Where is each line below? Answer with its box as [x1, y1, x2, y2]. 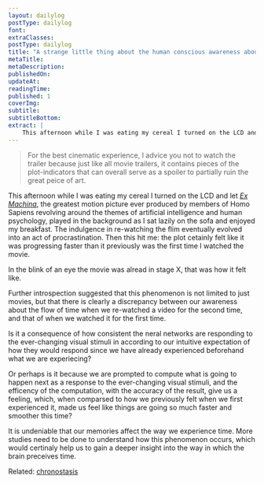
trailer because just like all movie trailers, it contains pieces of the [27, 158, 240, 168]
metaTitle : [8, 56, 44, 64]
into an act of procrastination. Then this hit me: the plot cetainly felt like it [8, 232, 245, 242]
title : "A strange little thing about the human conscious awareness [8, 48, 241, 56]
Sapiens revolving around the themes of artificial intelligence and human [8, 207, 243, 217]
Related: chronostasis [8, 466, 79, 476]
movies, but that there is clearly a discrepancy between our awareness [8, 296, 238, 306]
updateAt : [8, 77, 41, 85]
